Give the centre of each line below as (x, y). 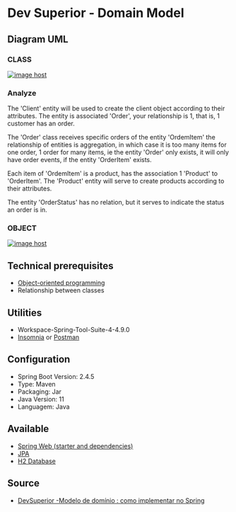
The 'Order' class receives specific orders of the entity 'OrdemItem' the (111, 137)
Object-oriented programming (61, 283)
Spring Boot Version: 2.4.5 (56, 376)
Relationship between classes (61, 290)
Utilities (25, 313)
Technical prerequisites (61, 266)
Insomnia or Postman (48, 337)
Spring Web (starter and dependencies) (75, 446)
